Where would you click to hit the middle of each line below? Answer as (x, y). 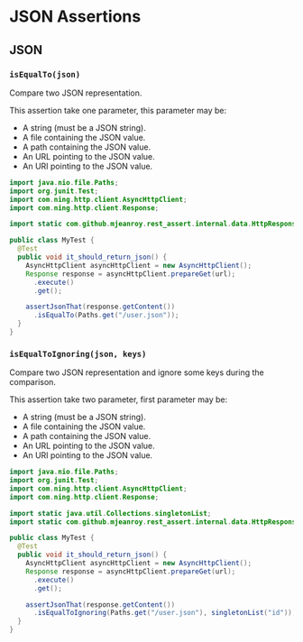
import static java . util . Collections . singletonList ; (110, 513)
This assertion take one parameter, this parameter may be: (118, 110)
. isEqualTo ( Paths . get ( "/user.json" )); (106, 316)
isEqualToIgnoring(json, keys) (78, 354)
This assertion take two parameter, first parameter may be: (119, 399)
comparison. (33, 382)
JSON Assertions (75, 17)
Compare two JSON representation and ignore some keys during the (137, 372)
